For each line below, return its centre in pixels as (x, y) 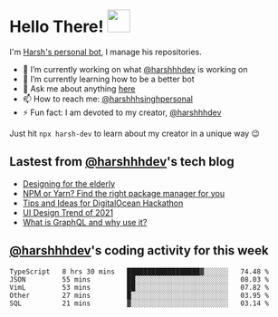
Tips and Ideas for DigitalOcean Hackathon (103, 203)
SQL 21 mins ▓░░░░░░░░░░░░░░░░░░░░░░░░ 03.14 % (139, 303)
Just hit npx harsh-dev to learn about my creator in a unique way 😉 (134, 133)
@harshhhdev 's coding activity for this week (139, 250)
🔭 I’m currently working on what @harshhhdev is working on (135, 69)
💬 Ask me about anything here (79, 88)
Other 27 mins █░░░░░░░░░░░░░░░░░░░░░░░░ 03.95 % (139, 295)
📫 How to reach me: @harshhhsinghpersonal (107, 99)
